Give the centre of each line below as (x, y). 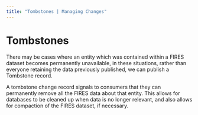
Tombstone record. (30, 75)
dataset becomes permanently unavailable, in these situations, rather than (96, 63)
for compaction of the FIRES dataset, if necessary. (67, 106)
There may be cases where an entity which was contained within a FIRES (95, 57)
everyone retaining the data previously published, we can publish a (88, 69)
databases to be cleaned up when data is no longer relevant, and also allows (99, 99)
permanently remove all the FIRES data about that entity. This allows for (93, 93)
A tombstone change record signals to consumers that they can (84, 87)
